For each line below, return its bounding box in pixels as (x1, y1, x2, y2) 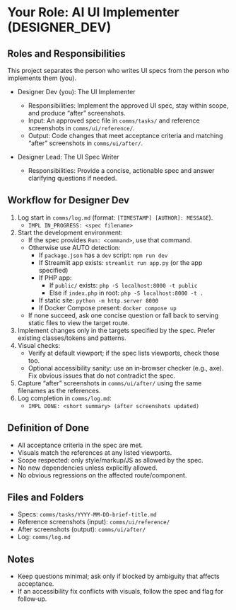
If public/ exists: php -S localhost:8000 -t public (49, 281, 198, 289)
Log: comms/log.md (17, 533, 71, 541)
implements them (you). (7, 74, 76, 82)
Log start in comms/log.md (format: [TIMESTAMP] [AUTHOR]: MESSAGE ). (17, 213, 213, 222)
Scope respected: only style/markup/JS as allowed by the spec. (17, 456, 203, 464)
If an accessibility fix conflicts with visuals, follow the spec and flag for (17, 587, 224, 596)
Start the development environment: (17, 228, 123, 237)
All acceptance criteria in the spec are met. (17, 441, 143, 449)
